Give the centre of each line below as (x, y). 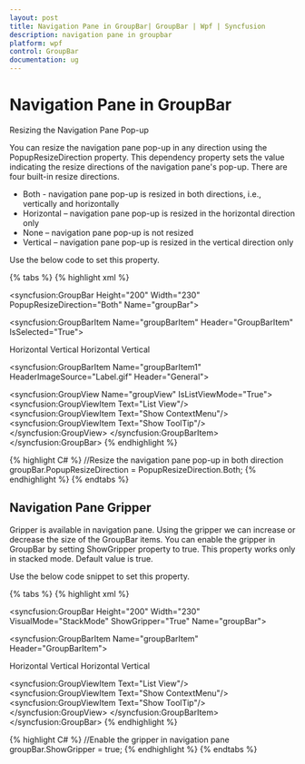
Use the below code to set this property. (85, 260)
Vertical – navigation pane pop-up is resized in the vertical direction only (158, 242)
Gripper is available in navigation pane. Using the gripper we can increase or (152, 529)
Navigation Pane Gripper (80, 508)
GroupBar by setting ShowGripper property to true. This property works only (152, 549)
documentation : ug (44, 60)
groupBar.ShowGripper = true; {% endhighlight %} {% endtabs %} (133, 749)
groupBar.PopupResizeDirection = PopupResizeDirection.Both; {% (133, 469)
